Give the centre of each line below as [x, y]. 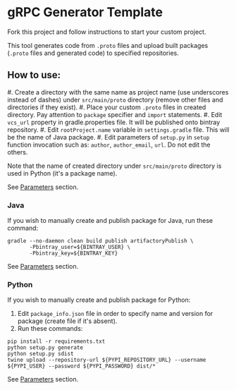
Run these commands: [50, 329]
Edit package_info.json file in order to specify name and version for [115, 314]
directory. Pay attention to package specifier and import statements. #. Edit [115, 114]
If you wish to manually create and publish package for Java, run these [110, 221]
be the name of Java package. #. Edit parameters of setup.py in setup [108, 137]
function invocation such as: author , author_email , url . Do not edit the [109, 145]
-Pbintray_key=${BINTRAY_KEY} [74, 254]
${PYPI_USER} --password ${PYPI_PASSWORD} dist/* [82, 366]
